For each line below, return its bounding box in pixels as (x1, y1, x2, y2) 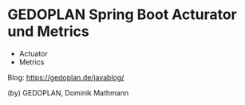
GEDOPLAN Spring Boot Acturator (7, 6, 237, 24)
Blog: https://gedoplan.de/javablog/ (7, 72, 124, 82)
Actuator (18, 49, 49, 58)
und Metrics (7, 22, 89, 41)
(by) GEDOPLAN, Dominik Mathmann (7, 87, 129, 97)
